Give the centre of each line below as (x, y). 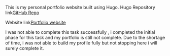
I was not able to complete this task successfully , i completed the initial (80, 32)
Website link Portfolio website (36, 22)
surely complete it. (25, 48)
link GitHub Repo (22, 13)
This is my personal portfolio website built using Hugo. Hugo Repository (80, 7)
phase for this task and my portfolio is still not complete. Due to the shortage (85, 38)
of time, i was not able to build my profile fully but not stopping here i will (81, 43)
